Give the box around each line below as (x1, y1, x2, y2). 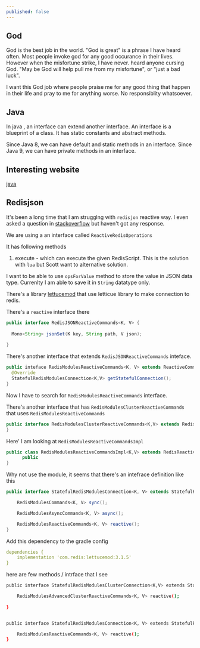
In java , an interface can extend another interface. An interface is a (6, 123, 171, 130)
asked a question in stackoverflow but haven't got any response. (6, 220, 165, 227)
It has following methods (6, 243, 67, 250)
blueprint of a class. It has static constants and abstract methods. (6, 129, 167, 137)
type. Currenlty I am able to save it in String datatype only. (6, 279, 151, 286)
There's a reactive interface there (6, 308, 90, 315)
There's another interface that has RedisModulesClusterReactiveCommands (6, 403, 185, 411)
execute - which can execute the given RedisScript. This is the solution (14, 254, 189, 261)
